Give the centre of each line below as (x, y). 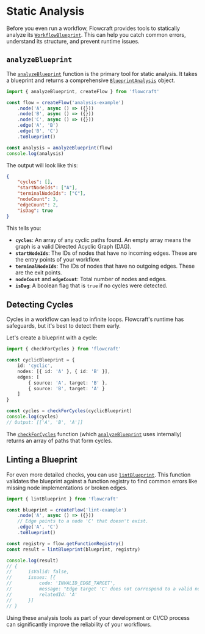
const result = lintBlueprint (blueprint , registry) (73, 549)
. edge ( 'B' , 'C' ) (38, 131)
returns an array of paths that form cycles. (59, 440)
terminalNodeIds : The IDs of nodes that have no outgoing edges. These (105, 266)
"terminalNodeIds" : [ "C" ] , (52, 194)
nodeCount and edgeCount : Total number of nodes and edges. (91, 279)
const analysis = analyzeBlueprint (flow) (60, 148)
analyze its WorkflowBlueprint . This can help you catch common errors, (96, 34)
